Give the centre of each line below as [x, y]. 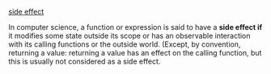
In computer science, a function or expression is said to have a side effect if [135, 27]
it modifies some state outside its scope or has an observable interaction [129, 36]
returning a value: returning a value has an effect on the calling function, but [135, 53]
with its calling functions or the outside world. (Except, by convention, [125, 44]
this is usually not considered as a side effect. [85, 61]
